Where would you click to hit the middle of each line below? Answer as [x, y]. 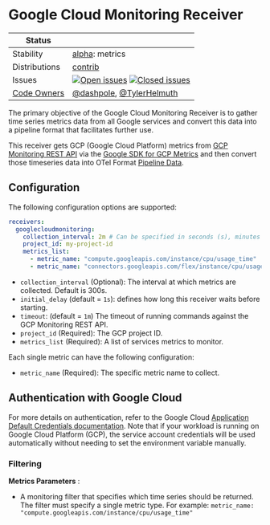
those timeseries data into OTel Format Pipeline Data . [96, 162]
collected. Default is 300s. [63, 290]
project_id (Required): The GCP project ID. [91, 333]
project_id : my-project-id [68, 244]
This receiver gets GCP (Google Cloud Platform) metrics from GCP [118, 145]
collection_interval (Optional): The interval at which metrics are [128, 282]
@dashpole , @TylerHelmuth [125, 92]
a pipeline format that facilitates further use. [81, 129]
